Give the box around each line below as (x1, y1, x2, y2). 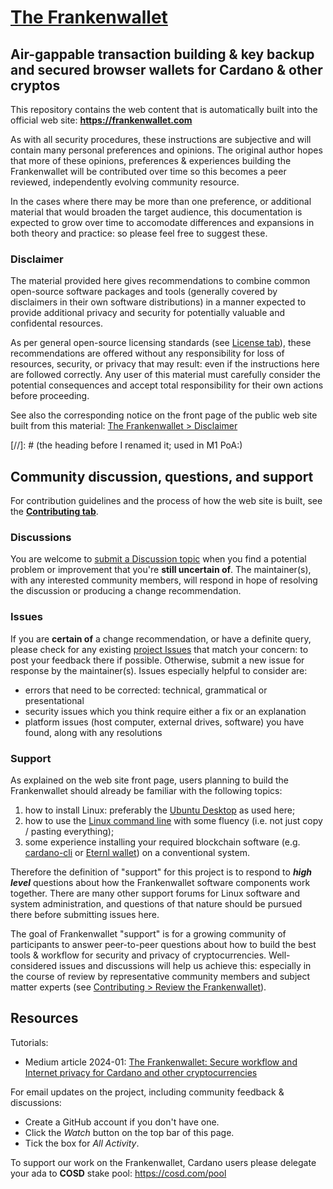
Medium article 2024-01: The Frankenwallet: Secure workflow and (24, 1056, 298, 1068)
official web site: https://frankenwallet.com (10, 114, 193, 126)
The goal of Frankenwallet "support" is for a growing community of (10, 928, 287, 940)
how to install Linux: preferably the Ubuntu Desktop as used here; (24, 804, 296, 816)
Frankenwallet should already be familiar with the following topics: (10, 785, 283, 796)
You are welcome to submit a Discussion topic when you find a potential (10, 553, 307, 565)
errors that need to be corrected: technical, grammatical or (24, 684, 268, 696)
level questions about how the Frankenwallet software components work (10, 877, 311, 888)
